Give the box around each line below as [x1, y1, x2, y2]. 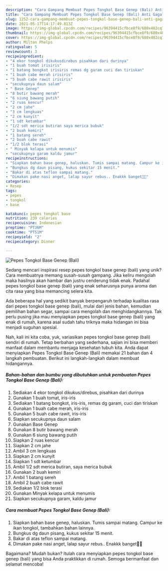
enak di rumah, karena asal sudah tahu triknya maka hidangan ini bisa [5, 319, 149, 325]
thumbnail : [5, 30, 28, 35]
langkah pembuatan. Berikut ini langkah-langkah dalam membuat [5, 355, 140, 361]
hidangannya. [5, 360, 34, 366]
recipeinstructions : [5, 156, 49, 161]
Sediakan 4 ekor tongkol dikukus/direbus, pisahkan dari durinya [12, 390, 144, 396]
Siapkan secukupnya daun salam [12, 416, 81, 422]
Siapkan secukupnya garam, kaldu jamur [12, 496, 97, 502]
